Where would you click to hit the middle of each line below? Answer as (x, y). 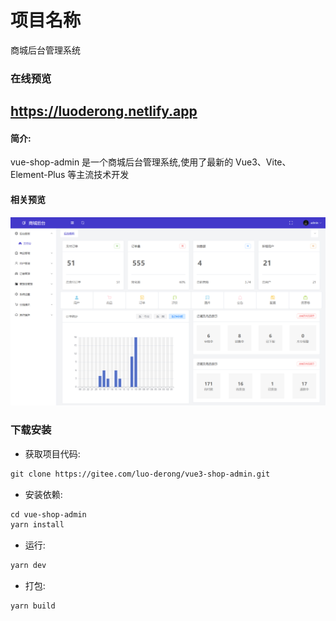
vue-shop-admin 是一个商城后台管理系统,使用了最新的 (122, 162)
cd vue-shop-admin (48, 514)
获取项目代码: (52, 453)
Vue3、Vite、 (263, 162)
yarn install (37, 525)
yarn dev (28, 566)
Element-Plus (38, 175)
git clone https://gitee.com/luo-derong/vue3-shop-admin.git (140, 474)
